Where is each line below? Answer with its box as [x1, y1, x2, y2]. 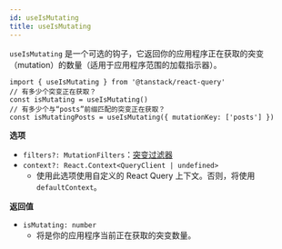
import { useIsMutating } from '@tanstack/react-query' [9, 77, 226, 86]
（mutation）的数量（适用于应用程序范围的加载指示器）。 [9, 59, 222, 70]
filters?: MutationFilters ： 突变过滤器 [22, 149, 173, 160]
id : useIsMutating [9, 13, 79, 23]
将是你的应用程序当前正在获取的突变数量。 [35, 229, 196, 241]
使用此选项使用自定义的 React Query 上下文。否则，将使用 [35, 170, 256, 181]
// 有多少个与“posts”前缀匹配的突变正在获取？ [9, 105, 166, 114]
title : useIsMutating [9, 22, 92, 31]
